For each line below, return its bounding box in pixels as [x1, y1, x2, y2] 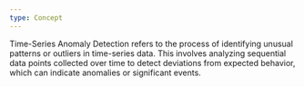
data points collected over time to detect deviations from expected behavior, [9, 57, 296, 68]
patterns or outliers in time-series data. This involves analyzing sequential [9, 47, 287, 59]
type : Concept [9, 13, 64, 23]
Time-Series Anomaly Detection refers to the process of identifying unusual [9, 38, 294, 49]
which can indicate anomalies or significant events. [9, 67, 202, 78]
